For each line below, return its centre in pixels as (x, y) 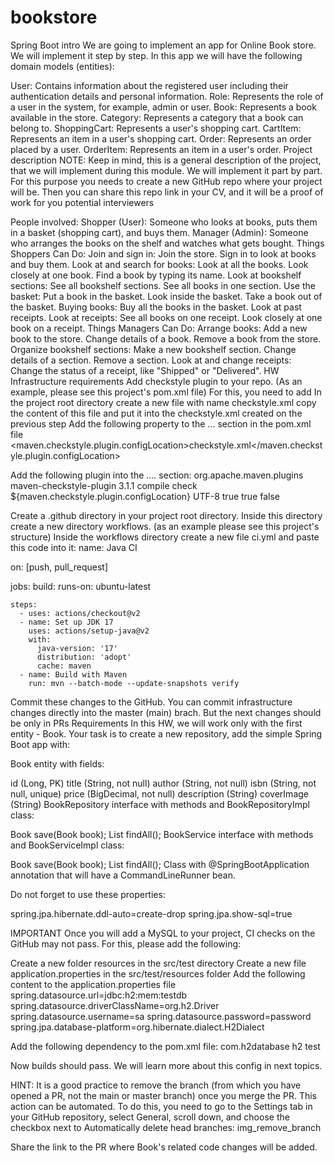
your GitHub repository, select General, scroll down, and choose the (150, 1117)
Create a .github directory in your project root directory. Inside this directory (166, 515)
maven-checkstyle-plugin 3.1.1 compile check (104, 485)
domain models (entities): (62, 66)
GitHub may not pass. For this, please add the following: (126, 943)
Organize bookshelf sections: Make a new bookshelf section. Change (153, 349)
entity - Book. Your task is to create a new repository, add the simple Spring (166, 733)
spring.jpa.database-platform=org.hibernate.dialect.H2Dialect (137, 1027)
